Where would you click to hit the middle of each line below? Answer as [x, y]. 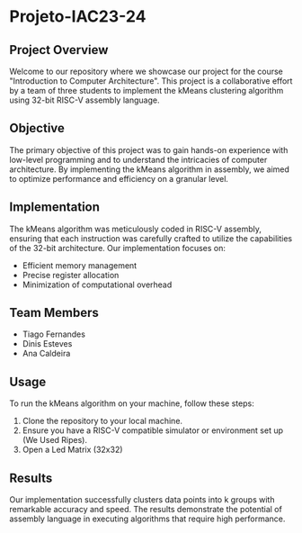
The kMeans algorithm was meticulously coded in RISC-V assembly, [136, 229]
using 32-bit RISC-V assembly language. [84, 100]
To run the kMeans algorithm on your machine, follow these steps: [132, 403]
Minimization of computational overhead [97, 285]
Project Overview [59, 50]
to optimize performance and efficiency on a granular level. [119, 178]
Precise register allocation [71, 275]
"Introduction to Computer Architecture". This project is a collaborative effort [151, 81]
